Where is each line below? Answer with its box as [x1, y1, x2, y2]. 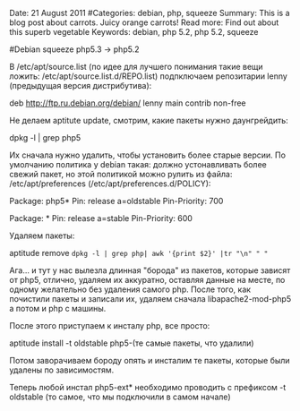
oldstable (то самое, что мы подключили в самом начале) [9, 391, 231, 402]
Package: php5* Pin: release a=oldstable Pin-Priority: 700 [9, 196, 224, 206]
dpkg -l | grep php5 [9, 133, 81, 142]
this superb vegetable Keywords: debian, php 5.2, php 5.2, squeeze [9, 27, 259, 37]
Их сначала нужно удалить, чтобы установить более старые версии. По [9, 150, 287, 160]
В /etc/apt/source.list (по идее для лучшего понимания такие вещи [9, 62, 263, 72]
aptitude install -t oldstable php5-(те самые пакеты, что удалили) [9, 338, 254, 348]
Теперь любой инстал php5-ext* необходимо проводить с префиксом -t [9, 382, 287, 392]
